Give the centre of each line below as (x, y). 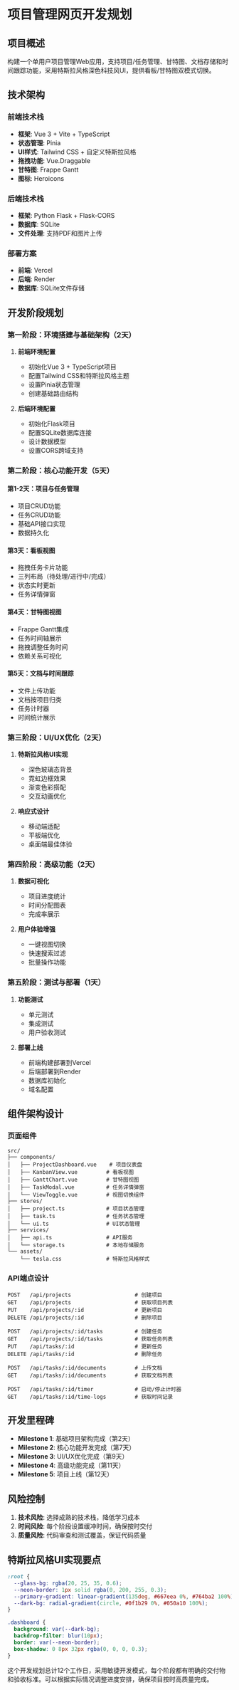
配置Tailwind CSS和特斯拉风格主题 (79, 375)
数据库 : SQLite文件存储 (51, 288)
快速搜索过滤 (47, 953)
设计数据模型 (47, 441)
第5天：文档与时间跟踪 (41, 673)
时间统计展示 (36, 717)
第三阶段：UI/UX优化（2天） (57, 738)
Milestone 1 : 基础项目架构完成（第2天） (76, 1439)
